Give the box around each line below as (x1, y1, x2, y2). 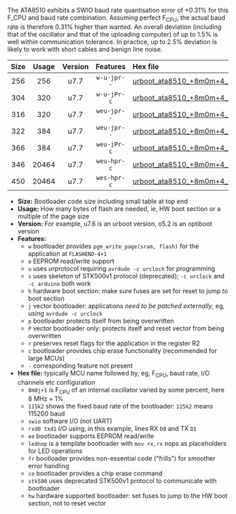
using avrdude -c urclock (27, 309, 103, 317)
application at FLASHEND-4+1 (27, 249, 107, 257)
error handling (27, 462, 70, 470)
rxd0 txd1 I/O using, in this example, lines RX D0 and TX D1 (27, 425, 197, 433)
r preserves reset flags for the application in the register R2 (27, 339, 200, 347)
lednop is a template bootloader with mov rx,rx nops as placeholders (27, 439, 227, 448)
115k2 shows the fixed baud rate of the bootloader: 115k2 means (27, 402, 214, 411)
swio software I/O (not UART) (27, 417, 112, 425)
